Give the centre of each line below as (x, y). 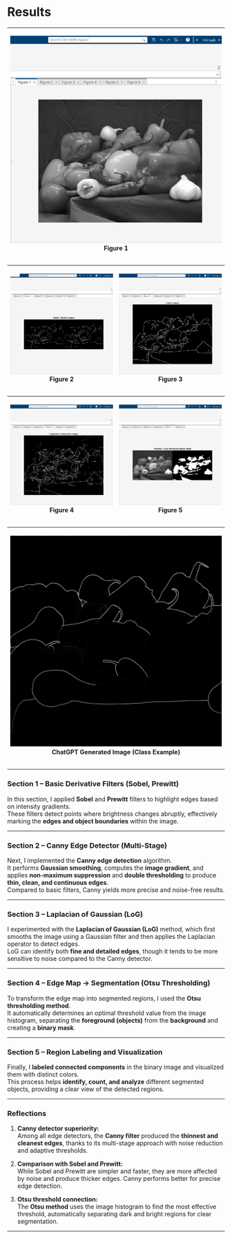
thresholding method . (39, 1005)
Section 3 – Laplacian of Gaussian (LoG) (75, 914)
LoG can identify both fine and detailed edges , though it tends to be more (113, 951)
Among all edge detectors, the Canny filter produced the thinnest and (118, 1136)
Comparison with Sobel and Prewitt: (70, 1164)
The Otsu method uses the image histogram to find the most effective (117, 1207)
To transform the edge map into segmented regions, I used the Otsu (104, 998)
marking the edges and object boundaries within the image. (93, 821)
